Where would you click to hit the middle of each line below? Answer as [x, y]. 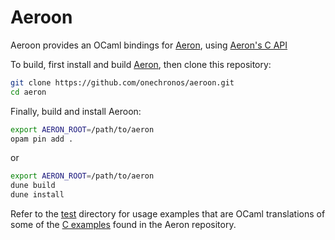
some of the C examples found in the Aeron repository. [123, 225]
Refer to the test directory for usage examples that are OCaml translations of [168, 214]
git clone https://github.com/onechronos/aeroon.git [122, 82]
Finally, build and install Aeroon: [76, 111]
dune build [33, 186]
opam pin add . [42, 139]
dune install [37, 195]
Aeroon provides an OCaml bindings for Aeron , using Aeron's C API [149, 45]
